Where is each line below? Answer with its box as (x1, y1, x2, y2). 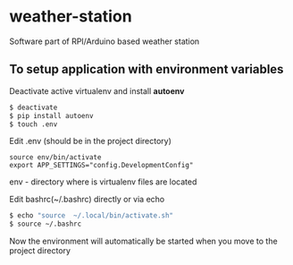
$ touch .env (9, 119, 58, 129)
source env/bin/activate (9, 153, 102, 162)
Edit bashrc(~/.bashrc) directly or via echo (9, 194, 165, 205)
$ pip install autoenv (9, 111, 94, 120)
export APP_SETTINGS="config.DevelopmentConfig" (9, 161, 194, 170)
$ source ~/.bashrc (9, 219, 82, 229)
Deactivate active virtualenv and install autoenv (9, 85, 185, 96)
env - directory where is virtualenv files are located (9, 176, 197, 187)
